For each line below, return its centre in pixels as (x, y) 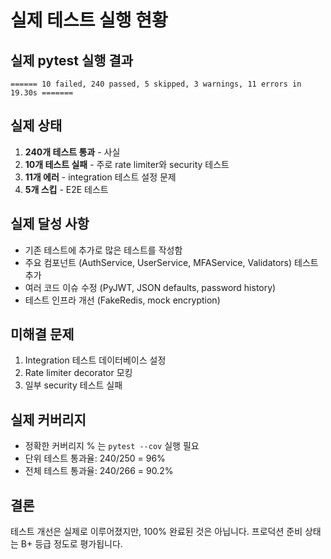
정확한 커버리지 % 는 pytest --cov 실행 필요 (112, 446)
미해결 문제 (42, 334)
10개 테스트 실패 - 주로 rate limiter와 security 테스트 (127, 164)
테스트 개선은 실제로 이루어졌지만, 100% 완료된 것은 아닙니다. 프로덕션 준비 (156, 532)
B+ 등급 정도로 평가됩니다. (71, 544)
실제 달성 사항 (50, 224)
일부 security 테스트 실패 (73, 385)
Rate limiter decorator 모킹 (78, 373)
